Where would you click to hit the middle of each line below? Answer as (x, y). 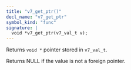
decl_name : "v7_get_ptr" (36, 17)
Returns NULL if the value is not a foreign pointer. (66, 61)
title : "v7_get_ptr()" (34, 11)
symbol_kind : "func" (31, 22)
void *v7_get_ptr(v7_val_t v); (50, 33)
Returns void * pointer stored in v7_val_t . (57, 50)
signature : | (22, 28)
